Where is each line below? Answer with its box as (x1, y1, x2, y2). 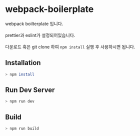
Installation (5, 58, 41, 67)
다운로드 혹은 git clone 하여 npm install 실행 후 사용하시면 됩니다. (5, 43, 135, 49)
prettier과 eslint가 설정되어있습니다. (5, 32, 75, 38)
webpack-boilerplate (5, 3, 94, 15)
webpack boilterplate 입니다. (5, 20, 63, 26)
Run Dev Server (5, 86, 55, 94)
